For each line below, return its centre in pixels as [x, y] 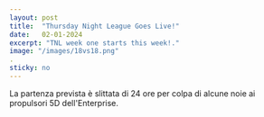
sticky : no [30, 68]
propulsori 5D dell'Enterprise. [64, 103]
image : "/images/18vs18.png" [64, 51]
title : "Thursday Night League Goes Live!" [94, 26]
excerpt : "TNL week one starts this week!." [94, 43]
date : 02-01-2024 [46, 34]
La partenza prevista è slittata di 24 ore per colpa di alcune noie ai [132, 93]
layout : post [34, 18]
